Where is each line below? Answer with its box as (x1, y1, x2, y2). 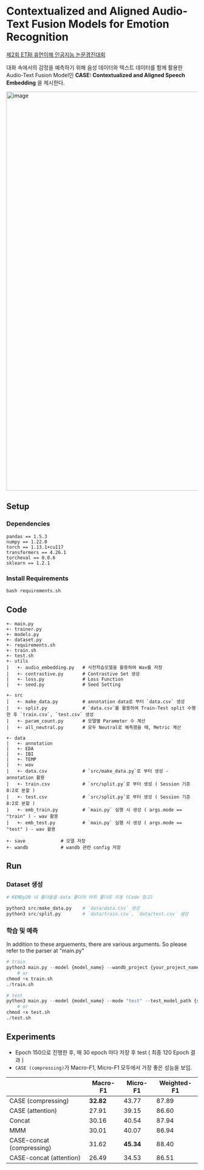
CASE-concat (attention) (9, 1153, 81, 1161)
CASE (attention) (9, 1106, 58, 1115)
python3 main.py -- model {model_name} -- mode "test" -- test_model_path (6, 998, 191, 1004)
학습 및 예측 (6, 926, 38, 935)
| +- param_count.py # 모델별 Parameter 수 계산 (6, 718, 146, 724)
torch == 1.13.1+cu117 (6, 544, 64, 550)
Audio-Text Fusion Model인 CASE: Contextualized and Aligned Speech (6, 71, 185, 78)
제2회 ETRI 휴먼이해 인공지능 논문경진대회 (6, 50, 106, 58)
